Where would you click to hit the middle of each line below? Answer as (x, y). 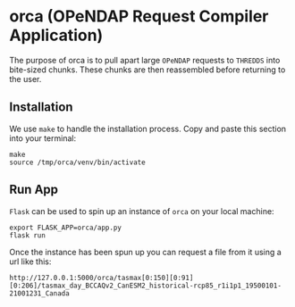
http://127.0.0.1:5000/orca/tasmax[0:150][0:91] (101, 278)
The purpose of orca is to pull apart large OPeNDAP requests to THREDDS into (145, 60)
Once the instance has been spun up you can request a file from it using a (145, 252)
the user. (25, 79)
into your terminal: (43, 138)
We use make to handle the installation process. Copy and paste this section (148, 129)
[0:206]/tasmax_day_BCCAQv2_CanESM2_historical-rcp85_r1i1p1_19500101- (145, 286)
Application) (56, 35)
